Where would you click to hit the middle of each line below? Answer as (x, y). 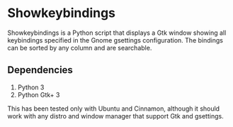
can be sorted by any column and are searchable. (80, 48)
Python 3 (31, 87)
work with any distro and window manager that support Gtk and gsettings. (116, 116)
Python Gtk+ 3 (39, 94)
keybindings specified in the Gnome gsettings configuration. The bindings (115, 40)
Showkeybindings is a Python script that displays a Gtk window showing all (117, 33)
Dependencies (40, 70)
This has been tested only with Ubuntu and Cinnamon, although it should (114, 109)
